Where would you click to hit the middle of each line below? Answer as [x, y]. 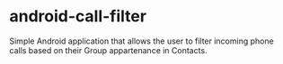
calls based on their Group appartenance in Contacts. [109, 50]
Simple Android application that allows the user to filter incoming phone [141, 41]
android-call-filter [78, 16]
